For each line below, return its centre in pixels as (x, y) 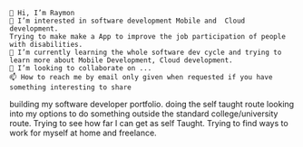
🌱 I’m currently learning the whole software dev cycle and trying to (146, 52)
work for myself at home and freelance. (83, 133)
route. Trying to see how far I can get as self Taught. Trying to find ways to (149, 123)
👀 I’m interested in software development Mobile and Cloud (127, 21)
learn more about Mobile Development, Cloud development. (121, 60)
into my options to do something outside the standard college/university (144, 114)
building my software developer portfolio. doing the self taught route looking (152, 104)
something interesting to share (70, 87)
